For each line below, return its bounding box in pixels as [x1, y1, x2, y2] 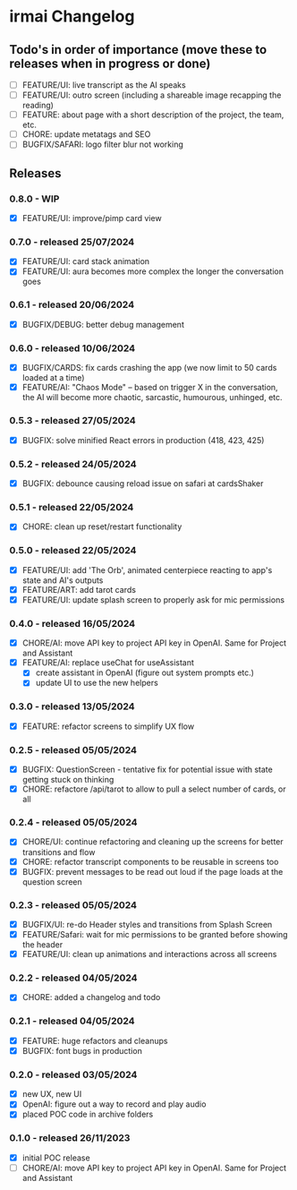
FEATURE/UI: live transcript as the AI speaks [21, 80, 186, 90]
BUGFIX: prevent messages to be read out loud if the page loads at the [21, 866, 284, 877]
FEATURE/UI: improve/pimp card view [21, 213, 163, 223]
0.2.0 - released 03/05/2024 [9, 1068, 138, 1081]
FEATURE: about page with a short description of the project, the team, [21, 109, 284, 120]
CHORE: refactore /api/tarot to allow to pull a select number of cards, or [21, 783, 286, 794]
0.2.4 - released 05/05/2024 [9, 817, 138, 829]
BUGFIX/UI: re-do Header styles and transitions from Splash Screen [21, 919, 273, 929]
